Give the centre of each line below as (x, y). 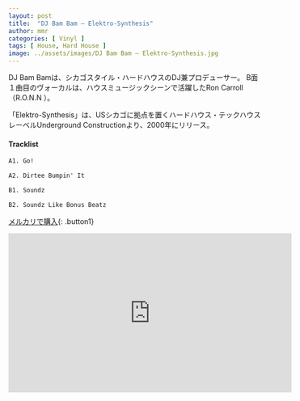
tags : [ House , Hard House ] (57, 46)
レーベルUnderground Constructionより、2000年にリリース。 (111, 125)
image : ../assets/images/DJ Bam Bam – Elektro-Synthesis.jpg (114, 53)
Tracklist (23, 144)
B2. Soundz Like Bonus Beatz (57, 205)
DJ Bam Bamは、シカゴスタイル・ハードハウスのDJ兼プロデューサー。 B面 (133, 77)
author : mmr (28, 31)
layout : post (30, 16)
